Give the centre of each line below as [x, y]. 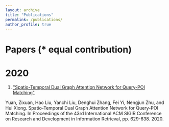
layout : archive [22, 10]
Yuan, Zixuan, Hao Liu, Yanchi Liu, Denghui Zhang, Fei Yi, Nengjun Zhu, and [85, 102]
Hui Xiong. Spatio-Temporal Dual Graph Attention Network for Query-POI [82, 108]
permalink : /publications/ [34, 19]
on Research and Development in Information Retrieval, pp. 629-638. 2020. [85, 119]
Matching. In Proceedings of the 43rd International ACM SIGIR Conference [83, 114]
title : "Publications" [29, 15]
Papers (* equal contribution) [68, 50]
